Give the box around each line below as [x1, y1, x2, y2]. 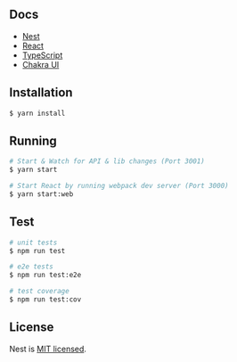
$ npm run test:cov [9, 295, 82, 304]
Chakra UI [21, 59, 60, 70]
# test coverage [9, 287, 69, 296]
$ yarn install [9, 109, 66, 118]
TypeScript [21, 49, 63, 61]
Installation [9, 85, 73, 101]
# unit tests [9, 238, 58, 247]
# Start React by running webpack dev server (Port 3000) [9, 182, 229, 191]
